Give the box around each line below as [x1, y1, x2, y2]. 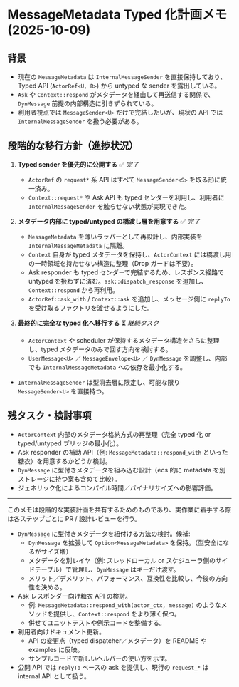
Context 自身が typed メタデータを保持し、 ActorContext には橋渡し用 [28, 250, 232, 259]
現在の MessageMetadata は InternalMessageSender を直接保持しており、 [17, 73, 226, 81]
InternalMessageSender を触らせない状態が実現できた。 [28, 202, 191, 210]
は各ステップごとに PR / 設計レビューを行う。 [7, 514, 141, 522]
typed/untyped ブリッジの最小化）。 [17, 439, 123, 448]
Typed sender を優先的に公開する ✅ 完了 [17, 160, 139, 168]
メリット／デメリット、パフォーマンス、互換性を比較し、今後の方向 [28, 574, 228, 582]
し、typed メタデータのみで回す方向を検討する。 [28, 345, 172, 353]
